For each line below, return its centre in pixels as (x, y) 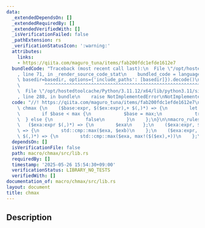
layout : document (28, 187)
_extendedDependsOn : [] (42, 18)
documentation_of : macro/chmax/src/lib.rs (61, 182)
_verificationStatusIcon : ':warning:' (61, 46)
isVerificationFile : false (46, 147)
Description (29, 217)
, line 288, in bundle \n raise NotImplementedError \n (91, 97)
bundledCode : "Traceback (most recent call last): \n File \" (92, 68)
